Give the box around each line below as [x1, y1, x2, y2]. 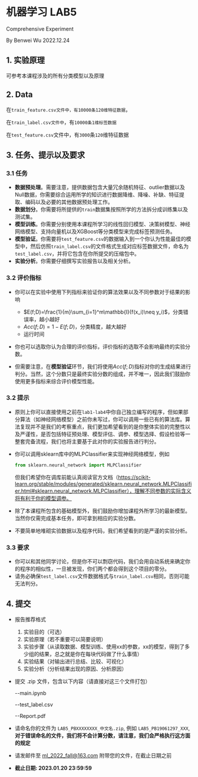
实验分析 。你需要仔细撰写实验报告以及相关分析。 [14, 257, 134, 265]
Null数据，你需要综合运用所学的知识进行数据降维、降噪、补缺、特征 [14, 191, 180, 198]
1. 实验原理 [6, 56, 45, 66]
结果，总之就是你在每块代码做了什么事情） [39, 650, 143, 657]
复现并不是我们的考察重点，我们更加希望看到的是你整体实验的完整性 [19, 423, 186, 430]
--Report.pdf [14, 712, 46, 719]
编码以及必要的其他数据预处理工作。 [25, 198, 113, 205]
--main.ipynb [14, 689, 47, 697]
